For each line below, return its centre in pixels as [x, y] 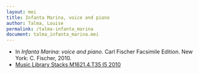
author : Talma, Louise [35, 23]
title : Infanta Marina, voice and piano [58, 18]
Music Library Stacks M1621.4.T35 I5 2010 [68, 65]
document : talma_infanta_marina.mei [52, 35]
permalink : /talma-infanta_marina [50, 29]
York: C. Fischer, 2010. [43, 58]
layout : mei [21, 12]
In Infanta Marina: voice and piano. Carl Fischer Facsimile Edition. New [104, 52]
